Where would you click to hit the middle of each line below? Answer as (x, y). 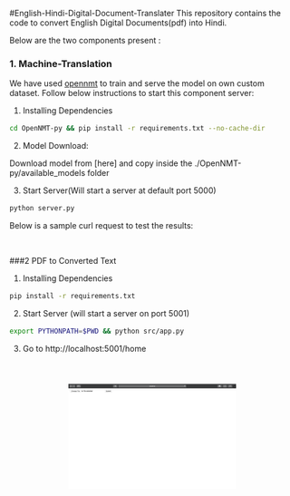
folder (99, 173)
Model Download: (55, 146)
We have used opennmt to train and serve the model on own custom (137, 83)
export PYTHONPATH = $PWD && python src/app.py (97, 331)
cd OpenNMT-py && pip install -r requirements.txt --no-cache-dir (137, 129)
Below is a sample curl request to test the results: (101, 226)
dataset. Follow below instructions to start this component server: (132, 93)
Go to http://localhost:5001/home (84, 348)
